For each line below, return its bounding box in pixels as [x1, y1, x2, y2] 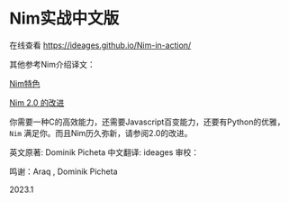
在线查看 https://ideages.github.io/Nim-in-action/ [9, 40, 192, 50]
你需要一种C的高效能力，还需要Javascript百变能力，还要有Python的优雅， [9, 116, 285, 127]
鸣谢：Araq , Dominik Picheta [9, 166, 118, 177]
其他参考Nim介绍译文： [9, 59, 96, 69]
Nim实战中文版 [9, 8, 120, 29]
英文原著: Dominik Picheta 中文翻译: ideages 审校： [9, 146, 200, 158]
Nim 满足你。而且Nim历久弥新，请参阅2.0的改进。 [9, 127, 193, 138]
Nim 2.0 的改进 [9, 96, 65, 108]
